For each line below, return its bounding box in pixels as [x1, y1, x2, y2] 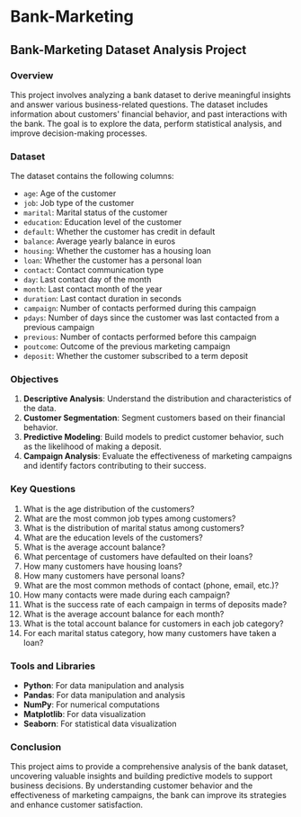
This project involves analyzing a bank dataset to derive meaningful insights [10, 89, 291, 100]
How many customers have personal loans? [22, 570, 185, 581]
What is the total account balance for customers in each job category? [22, 618, 284, 629]
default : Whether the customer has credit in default [22, 227, 216, 238]
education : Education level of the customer [22, 217, 182, 228]
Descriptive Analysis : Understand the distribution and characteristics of [22, 393, 292, 404]
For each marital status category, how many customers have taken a [22, 627, 277, 638]
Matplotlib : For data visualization [22, 709, 146, 720]
